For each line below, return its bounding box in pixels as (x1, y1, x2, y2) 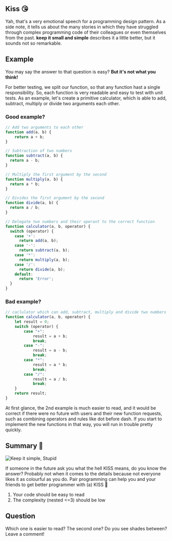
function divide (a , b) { (5, 200, 59, 205)
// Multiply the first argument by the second (5, 172, 107, 177)
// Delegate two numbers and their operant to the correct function (5, 219, 155, 224)
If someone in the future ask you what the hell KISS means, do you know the (5, 465, 167, 471)
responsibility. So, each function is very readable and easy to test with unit (5, 89, 163, 95)
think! (5, 74, 18, 80)
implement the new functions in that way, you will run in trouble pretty (5, 421, 153, 427)
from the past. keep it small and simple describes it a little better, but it (5, 34, 156, 41)
